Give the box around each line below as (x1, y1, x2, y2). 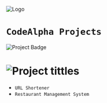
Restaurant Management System (14, 91, 90, 97)
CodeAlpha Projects (6, 27, 102, 38)
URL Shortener (14, 85, 50, 91)
